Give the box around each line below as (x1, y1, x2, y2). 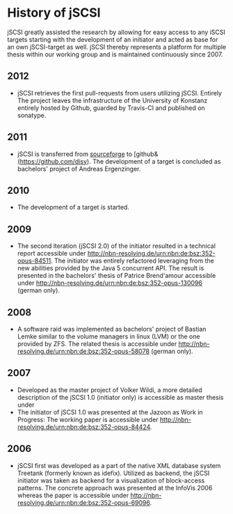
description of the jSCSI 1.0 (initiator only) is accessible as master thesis (17, 393, 224, 401)
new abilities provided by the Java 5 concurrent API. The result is (17, 264, 204, 272)
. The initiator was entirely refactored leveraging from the (51, 256, 214, 265)
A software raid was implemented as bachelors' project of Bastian (17, 325, 207, 333)
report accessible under (17, 249, 86, 258)
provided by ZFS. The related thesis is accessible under (17, 340, 177, 348)
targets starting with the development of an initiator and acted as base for (7, 35, 218, 43)
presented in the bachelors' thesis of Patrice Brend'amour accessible (17, 272, 216, 280)
